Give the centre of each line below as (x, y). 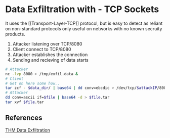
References (24, 118)
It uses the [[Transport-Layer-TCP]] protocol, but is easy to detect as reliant (84, 23)
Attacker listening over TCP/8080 (47, 43)
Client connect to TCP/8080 (42, 49)
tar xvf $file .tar (25, 102)
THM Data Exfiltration (28, 130)
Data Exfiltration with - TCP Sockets (82, 9)
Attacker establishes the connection (50, 55)
